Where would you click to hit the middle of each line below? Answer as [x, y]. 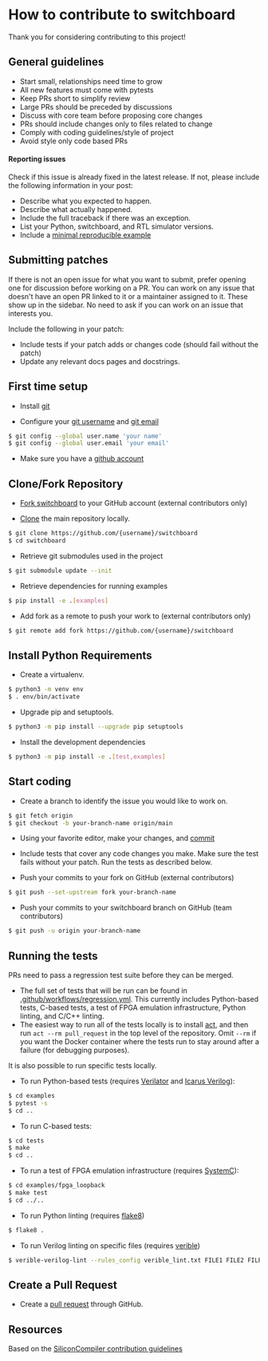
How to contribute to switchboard [122, 15]
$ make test [28, 1193]
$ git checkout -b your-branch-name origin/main [91, 823]
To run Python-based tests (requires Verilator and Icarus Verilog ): [127, 1081]
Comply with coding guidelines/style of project [97, 132]
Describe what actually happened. [76, 209]
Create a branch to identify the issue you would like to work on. [124, 801]
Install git [35, 406]
